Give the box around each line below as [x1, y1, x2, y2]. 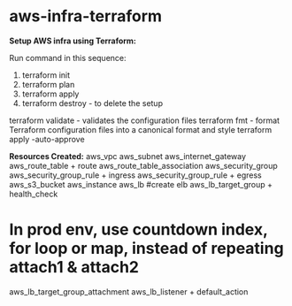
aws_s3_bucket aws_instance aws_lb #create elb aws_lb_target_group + [9, 179, 273, 189]
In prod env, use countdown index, [9, 219, 268, 240]
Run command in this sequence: [9, 52, 127, 63]
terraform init [21, 69, 71, 80]
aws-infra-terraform [9, 6, 162, 27]
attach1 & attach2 [9, 257, 140, 278]
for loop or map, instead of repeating [9, 239, 285, 258]
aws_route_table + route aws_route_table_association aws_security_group [9, 160, 279, 171]
